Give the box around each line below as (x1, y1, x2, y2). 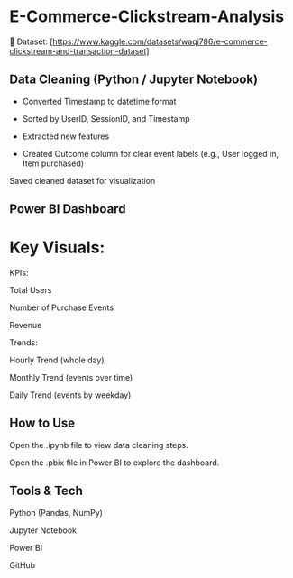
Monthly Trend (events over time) (9, 372, 133, 383)
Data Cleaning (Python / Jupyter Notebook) (9, 72, 259, 87)
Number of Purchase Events (9, 302, 114, 313)
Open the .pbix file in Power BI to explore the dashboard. (9, 457, 220, 468)
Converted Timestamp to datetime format (22, 96, 177, 106)
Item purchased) (22, 158, 84, 169)
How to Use (9, 416, 76, 431)
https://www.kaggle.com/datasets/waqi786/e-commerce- (52, 36, 268, 47)
